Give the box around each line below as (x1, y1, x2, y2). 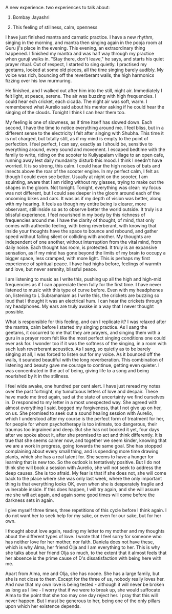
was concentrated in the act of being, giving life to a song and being (5, 368, 149, 373)
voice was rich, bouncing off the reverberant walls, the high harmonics (5, 72, 155, 78)
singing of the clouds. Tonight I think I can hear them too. (5, 110, 126, 115)
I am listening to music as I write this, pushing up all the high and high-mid (5, 276, 162, 282)
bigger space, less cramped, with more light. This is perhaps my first (5, 256, 150, 261)
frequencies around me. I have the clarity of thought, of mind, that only (5, 217, 155, 223)
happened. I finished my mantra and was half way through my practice (5, 51, 155, 56)
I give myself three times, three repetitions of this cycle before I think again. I (5, 507, 167, 513)
